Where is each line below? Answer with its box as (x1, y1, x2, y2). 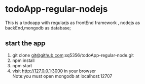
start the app (5, 39, 46, 48)
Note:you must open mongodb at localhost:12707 (12, 73, 112, 79)
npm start (12, 62, 32, 68)
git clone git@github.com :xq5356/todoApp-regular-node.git (12, 52, 134, 58)
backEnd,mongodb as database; (5, 25, 72, 30)
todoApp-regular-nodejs (5, 3, 108, 15)
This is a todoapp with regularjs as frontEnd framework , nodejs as (5, 20, 140, 26)
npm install (12, 57, 35, 63)
